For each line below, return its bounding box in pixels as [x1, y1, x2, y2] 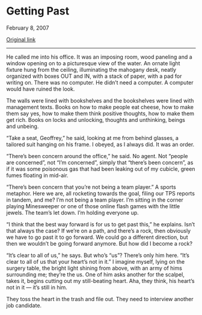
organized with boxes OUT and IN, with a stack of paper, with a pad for [6, 72, 182, 80]
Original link [6, 36, 36, 43]
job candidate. [6, 302, 42, 309]
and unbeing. [6, 122, 39, 130]
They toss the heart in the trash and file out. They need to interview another [6, 295, 194, 302]
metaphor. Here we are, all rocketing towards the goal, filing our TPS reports [6, 189, 195, 197]
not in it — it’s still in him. [6, 284, 68, 291]
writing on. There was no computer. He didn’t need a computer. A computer [6, 78, 194, 86]
